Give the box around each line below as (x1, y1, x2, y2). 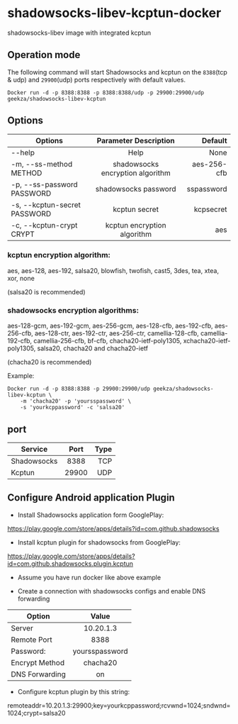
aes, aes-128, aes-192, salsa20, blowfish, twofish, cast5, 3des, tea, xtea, (7, 266, 220, 274)
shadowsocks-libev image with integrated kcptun (7, 28, 152, 37)
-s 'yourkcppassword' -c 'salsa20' (20, 404, 125, 411)
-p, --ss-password (11, 179, 78, 189)
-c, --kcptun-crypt (11, 220, 78, 230)
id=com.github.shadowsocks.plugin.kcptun (7, 559, 133, 568)
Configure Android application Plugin (7, 491, 175, 504)
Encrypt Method (11, 657, 65, 667)
